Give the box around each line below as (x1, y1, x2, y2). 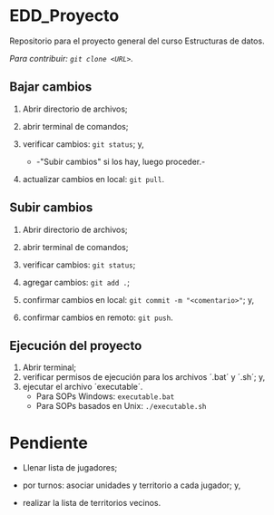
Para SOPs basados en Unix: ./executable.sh (35, 401, 207, 412)
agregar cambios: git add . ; (22, 277, 130, 287)
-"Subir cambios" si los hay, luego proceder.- (35, 156, 206, 167)
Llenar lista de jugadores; (22, 462, 118, 473)
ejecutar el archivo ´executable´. (22, 382, 143, 393)
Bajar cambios (9, 79, 93, 95)
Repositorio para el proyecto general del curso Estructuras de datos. (9, 35, 265, 46)
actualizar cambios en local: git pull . (22, 173, 165, 184)
